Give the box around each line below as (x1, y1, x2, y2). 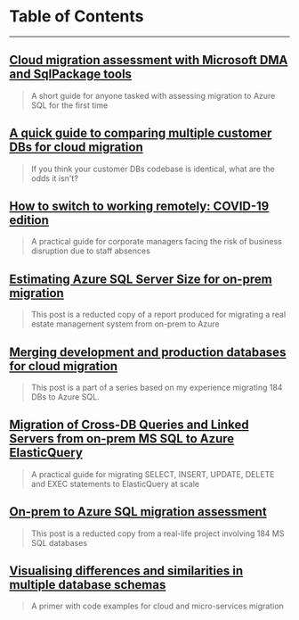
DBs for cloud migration (9, 140, 144, 155)
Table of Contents (9, 6, 144, 27)
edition (9, 212, 49, 227)
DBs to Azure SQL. (30, 392, 100, 402)
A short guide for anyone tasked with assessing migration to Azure (30, 90, 276, 101)
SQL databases (30, 537, 87, 548)
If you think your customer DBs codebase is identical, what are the (30, 163, 275, 174)
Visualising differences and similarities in (9, 564, 243, 579)
